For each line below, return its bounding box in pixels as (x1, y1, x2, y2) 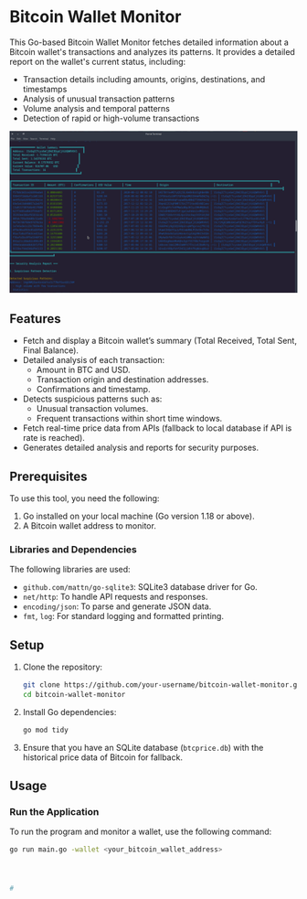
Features (9, 311, 61, 326)
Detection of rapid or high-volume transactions (22, 112, 200, 123)
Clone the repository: (22, 661, 103, 673)
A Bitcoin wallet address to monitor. (22, 520, 157, 531)
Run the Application (9, 806, 100, 819)
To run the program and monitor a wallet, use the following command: (9, 826, 272, 838)
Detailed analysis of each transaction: (22, 355, 165, 366)
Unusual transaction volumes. (36, 403, 149, 414)
